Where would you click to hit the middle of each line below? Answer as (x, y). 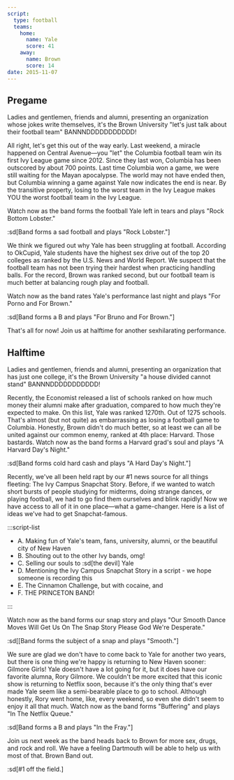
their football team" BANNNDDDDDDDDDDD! (72, 132)
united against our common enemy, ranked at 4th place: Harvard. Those (111, 435)
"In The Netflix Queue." (41, 714)
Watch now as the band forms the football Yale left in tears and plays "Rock (116, 211)
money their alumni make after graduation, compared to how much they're (114, 405)
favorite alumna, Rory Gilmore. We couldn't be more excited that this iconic (115, 677)
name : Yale (42, 40)
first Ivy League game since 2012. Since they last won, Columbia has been (114, 161)
